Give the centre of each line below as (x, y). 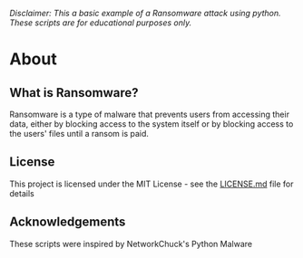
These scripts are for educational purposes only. (101, 23)
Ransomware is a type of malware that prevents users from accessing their (150, 114)
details (22, 193)
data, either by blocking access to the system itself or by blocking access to (151, 124)
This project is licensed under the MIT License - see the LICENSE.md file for (151, 184)
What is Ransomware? (74, 93)
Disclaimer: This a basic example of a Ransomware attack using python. (145, 13)
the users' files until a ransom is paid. (79, 134)
